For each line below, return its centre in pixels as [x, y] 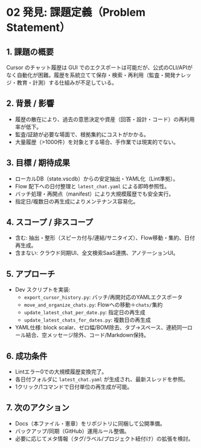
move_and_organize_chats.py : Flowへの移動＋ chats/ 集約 [93, 305]
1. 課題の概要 [30, 52]
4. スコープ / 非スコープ [50, 222]
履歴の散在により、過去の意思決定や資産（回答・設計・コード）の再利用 [105, 119]
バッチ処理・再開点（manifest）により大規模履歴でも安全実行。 [94, 194]
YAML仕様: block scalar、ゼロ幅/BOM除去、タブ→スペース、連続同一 [101, 328]
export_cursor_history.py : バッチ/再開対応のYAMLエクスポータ [103, 297]
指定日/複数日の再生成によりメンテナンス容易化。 [77, 201]
